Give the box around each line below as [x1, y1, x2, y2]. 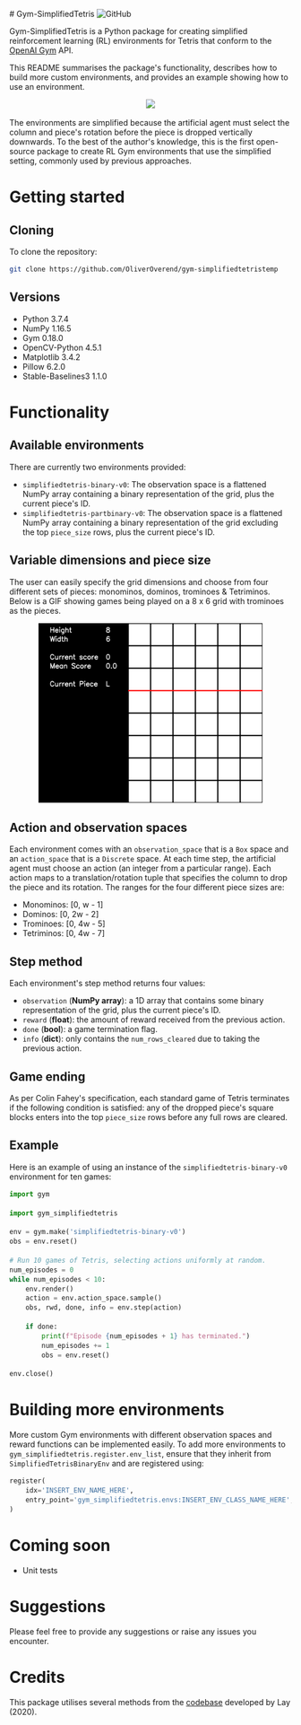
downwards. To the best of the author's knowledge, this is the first [9, 136, 254, 147]
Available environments [9, 438, 145, 453]
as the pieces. [9, 605, 61, 616]
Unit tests [21, 1564, 58, 1575]
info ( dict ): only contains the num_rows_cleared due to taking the [21, 1033, 261, 1045]
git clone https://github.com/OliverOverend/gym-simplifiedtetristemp [9, 265, 279, 274]
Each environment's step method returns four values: [9, 978, 206, 989]
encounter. [9, 1635, 49, 1646]
